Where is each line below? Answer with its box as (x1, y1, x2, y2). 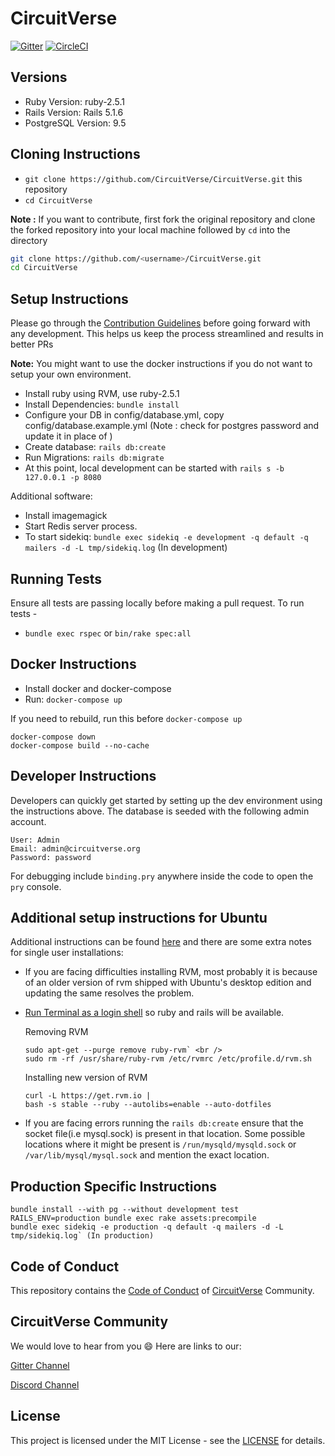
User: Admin (10, 835, 60, 845)
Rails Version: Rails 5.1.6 (24, 106, 124, 118)
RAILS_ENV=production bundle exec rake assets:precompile (10, 1213, 257, 1224)
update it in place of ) (24, 430, 113, 442)
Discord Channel (10, 1378, 80, 1391)
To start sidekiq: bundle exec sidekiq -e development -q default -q (24, 531, 309, 543)
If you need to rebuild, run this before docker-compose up (10, 712, 243, 724)
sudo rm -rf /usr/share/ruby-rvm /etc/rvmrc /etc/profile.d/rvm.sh (24, 1054, 312, 1064)
